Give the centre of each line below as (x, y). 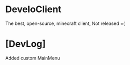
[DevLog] (26, 44)
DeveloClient (33, 9)
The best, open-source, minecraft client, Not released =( (65, 23)
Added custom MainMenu (33, 58)
